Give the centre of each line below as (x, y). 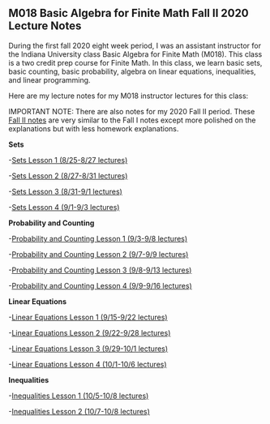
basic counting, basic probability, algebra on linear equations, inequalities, (133, 71)
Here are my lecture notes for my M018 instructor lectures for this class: (129, 96)
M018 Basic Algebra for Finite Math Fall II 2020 (129, 13)
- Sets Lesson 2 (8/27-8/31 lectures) (68, 176)
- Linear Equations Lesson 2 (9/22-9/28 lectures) (90, 332)
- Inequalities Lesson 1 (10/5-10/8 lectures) (79, 396)
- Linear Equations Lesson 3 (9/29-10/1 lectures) (88, 349)
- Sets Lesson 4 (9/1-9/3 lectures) (64, 207)
